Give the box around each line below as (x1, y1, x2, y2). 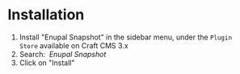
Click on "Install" (19, 58, 75, 68)
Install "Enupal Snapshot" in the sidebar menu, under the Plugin (19, 32, 232, 42)
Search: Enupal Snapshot (19, 49, 107, 59)
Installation (7, 6, 85, 24)
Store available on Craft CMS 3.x (19, 40, 128, 50)
